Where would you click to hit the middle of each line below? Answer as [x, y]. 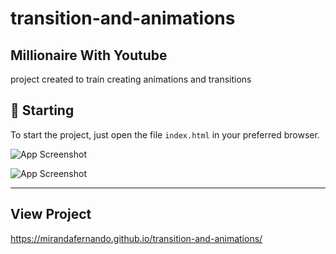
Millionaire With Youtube [89, 55]
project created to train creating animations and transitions [131, 79]
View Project [51, 214]
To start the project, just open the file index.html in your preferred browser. [165, 134]
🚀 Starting [42, 110]
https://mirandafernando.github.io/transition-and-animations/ [136, 238]
